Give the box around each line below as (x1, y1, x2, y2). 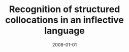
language (44, 25, 85, 36)
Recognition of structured (9, 4, 120, 15)
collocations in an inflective (5, 14, 124, 26)
